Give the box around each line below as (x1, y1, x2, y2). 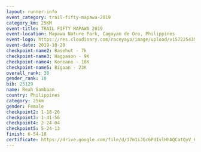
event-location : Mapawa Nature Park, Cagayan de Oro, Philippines (6, 31, 175, 37)
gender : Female (6, 103, 44, 110)
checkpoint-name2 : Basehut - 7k (6, 48, 87, 54)
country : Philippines (6, 92, 60, 98)
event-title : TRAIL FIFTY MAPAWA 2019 (6, 25, 103, 32)
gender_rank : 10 (6, 75, 47, 81)
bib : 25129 (6, 81, 33, 87)
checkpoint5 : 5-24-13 (6, 126, 60, 132)
